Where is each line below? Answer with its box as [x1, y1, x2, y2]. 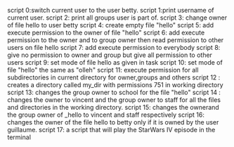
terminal [7, 133, 32, 141]
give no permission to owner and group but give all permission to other [7, 51, 213, 59]
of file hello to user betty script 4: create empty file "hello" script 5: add [7, 21, 214, 29]
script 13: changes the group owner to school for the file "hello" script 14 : [7, 88, 221, 96]
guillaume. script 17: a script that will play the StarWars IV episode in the [7, 126, 216, 134]
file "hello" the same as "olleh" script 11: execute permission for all [7, 66, 199, 74]
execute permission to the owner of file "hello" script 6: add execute [7, 28, 205, 37]
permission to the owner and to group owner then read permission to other [7, 36, 224, 44]
